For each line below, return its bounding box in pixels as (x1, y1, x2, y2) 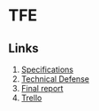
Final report (20, 83, 64, 93)
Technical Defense (20, 74, 90, 84)
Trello (20, 92, 42, 103)
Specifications (20, 64, 74, 75)
